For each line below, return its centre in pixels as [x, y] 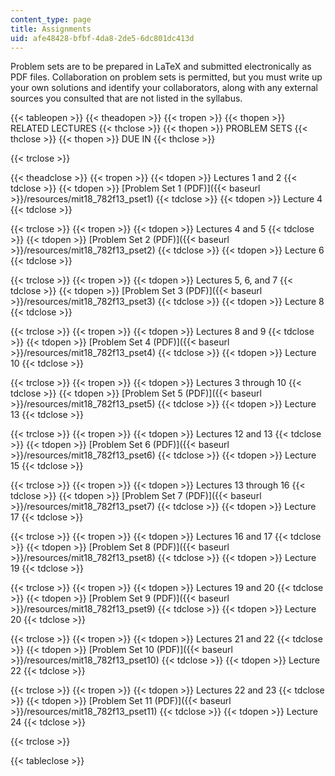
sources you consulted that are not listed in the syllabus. [126, 98]
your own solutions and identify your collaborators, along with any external [164, 88]
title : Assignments [51, 29]
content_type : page [51, 19]
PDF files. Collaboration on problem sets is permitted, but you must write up [166, 77]
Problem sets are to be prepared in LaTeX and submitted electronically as [161, 67]
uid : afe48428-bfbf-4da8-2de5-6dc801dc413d [102, 38]
